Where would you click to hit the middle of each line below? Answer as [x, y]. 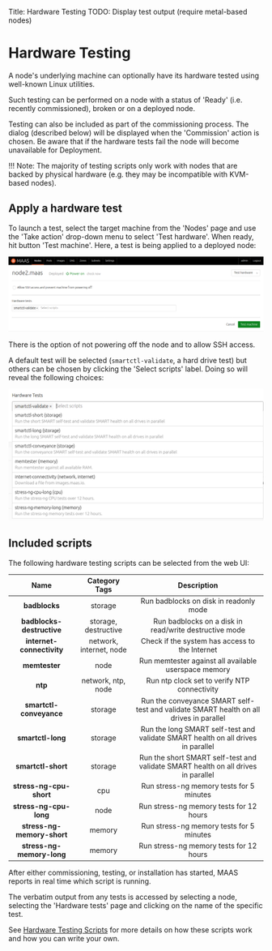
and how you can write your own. [64, 938]
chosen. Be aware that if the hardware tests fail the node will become [124, 141]
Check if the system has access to [198, 640]
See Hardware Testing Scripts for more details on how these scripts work [130, 930]
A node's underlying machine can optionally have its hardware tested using [134, 75]
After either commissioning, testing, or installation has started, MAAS [123, 872]
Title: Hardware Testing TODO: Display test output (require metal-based [128, 12]
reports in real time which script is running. [80, 881]
